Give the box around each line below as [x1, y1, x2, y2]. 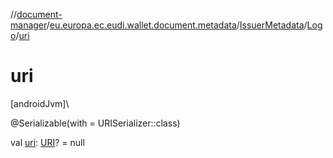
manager [10, 19, 47, 31]
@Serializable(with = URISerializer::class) [10, 117, 181, 129]
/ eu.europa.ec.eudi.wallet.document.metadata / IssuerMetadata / [46, 19, 308, 31]
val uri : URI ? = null [10, 136, 85, 148]
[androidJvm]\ [10, 97, 70, 109]
